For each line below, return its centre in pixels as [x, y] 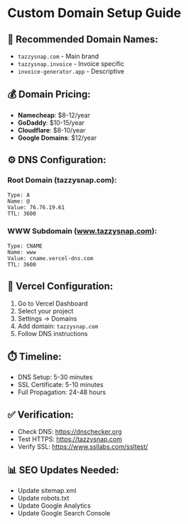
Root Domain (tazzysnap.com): [62, 180]
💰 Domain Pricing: [49, 95]
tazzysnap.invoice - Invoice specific [71, 64]
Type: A [19, 195]
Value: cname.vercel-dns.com [50, 258]
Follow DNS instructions [52, 333]
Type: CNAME [25, 246]
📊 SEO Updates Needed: [63, 470]
